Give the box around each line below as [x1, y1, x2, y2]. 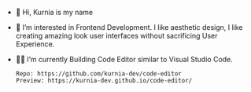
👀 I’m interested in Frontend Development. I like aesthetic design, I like [15, 23, 243, 31]
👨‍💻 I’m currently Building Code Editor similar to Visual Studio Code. [15, 55, 234, 64]
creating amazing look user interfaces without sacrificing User [15, 31, 218, 40]
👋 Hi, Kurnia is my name [15, 8, 93, 17]
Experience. [15, 39, 55, 49]
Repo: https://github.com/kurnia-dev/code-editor [15, 70, 183, 78]
